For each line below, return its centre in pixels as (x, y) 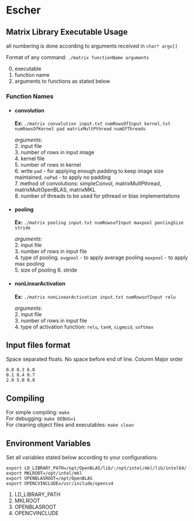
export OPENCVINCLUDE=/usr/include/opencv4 (60, 483)
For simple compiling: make (38, 412)
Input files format (38, 345)
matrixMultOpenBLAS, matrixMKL (55, 190)
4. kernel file (30, 158)
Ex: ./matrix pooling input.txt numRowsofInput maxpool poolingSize (99, 222)
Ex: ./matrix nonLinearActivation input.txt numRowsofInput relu (95, 296)
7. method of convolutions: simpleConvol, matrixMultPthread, (88, 184)
